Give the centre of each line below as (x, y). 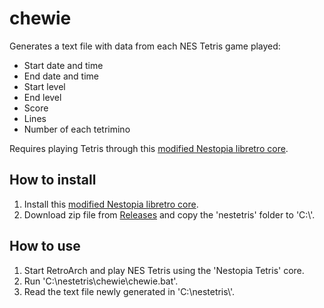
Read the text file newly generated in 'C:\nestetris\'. (129, 291)
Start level (44, 86)
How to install (53, 180)
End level (42, 97)
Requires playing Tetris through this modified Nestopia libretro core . (149, 148)
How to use (45, 246)
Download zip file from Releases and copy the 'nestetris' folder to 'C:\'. (169, 214)
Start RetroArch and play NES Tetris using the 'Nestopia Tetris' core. (164, 270)
